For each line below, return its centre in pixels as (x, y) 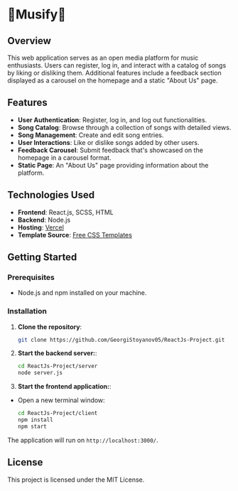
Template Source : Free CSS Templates (75, 234)
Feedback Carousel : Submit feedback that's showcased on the (110, 150)
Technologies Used (51, 195)
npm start (32, 426)
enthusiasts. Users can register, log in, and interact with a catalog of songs (117, 65)
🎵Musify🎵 (37, 15)
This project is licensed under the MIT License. (76, 480)
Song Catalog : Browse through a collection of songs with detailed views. (124, 127)
